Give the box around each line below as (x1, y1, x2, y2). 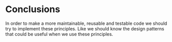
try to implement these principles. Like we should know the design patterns (5, 25, 164, 31)
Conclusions (5, 4, 61, 15)
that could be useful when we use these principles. (5, 31, 113, 37)
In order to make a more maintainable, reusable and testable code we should (5, 20, 167, 26)
